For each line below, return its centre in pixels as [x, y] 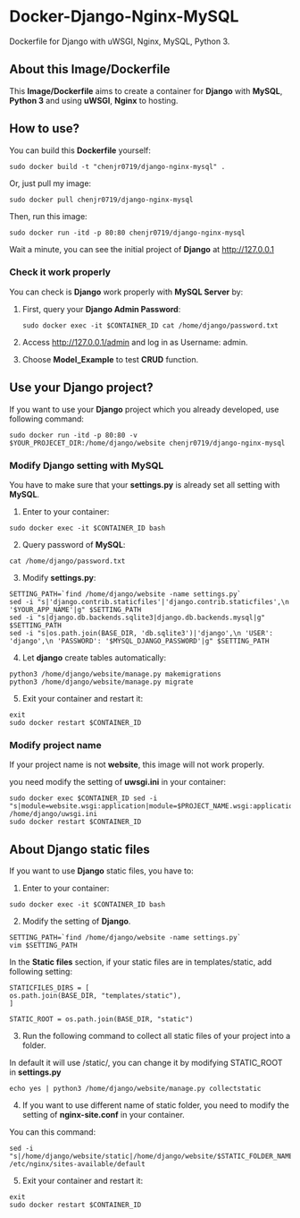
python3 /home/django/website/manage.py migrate [101, 682]
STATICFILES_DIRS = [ [50, 988]
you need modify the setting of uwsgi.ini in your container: [117, 782]
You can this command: [53, 1132]
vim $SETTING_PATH [43, 946]
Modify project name [55, 745]
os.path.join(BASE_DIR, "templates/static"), [95, 996]
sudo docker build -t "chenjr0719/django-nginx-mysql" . [117, 166]
